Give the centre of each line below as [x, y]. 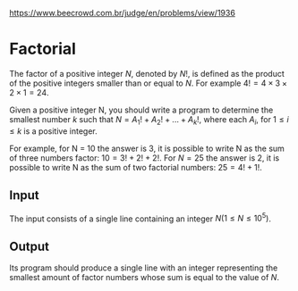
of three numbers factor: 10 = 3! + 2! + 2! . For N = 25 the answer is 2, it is [145, 158]
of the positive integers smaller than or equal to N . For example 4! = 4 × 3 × [149, 83]
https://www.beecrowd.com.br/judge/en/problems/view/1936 [122, 13]
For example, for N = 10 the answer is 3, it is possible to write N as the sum [147, 148]
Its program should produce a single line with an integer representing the [144, 268]
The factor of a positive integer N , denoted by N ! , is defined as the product [147, 73]
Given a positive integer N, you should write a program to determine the [141, 110]
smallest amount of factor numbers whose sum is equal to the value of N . [145, 278]
